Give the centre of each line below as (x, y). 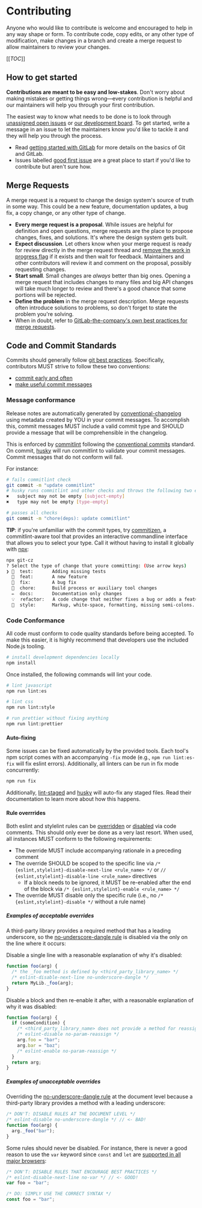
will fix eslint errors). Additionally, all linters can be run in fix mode (97, 764)
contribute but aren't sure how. (53, 166)
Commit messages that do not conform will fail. (65, 457)
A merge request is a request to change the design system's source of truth (100, 200)
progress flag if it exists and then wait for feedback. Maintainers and (99, 256)
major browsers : (26, 1160)
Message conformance (41, 400)
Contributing (39, 11)
